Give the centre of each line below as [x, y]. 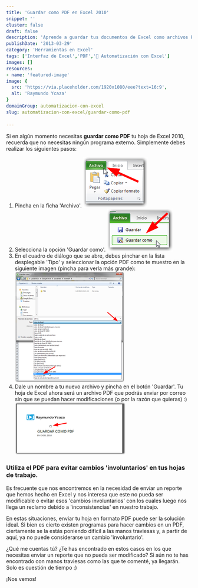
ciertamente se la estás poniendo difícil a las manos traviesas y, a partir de [97, 531]
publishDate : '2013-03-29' [39, 44]
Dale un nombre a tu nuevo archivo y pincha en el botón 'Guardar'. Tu [99, 386]
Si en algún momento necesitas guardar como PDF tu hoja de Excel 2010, [95, 136]
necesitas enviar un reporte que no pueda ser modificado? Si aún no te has [97, 555]
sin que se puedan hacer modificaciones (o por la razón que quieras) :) [101, 399]
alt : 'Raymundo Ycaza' [39, 94]
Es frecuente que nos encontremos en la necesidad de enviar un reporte [94, 488]
